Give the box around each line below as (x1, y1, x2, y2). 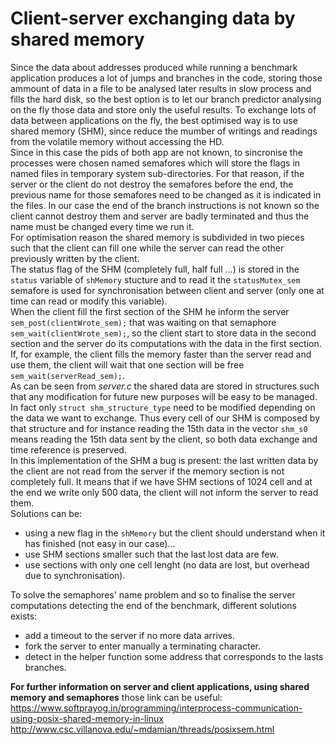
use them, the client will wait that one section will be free (10, 358, 245, 371)
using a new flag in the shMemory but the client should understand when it (24, 527, 326, 539)
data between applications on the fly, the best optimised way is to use (10, 114, 298, 126)
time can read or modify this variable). (10, 295, 168, 307)
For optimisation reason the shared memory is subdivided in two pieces (10, 231, 305, 243)
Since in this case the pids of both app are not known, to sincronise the (10, 146, 303, 158)
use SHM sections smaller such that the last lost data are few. (24, 548, 279, 560)
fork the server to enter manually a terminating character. (24, 640, 261, 652)
